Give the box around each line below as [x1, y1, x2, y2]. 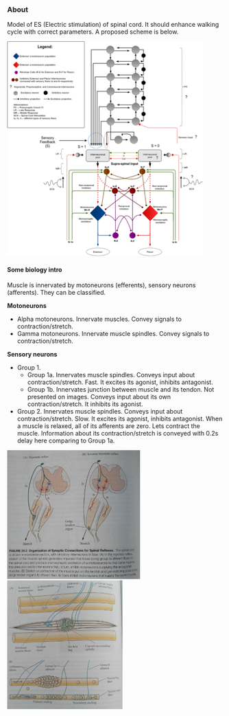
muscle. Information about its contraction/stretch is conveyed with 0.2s [16, 429, 219, 437]
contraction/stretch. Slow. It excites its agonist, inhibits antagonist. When [16, 414, 223, 423]
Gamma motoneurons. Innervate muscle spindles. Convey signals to [16, 329, 210, 337]
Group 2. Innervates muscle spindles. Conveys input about [16, 407, 183, 415]
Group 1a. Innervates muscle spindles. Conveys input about [27, 370, 195, 379]
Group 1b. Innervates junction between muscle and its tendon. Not [27, 385, 215, 393]
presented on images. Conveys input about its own [27, 392, 171, 401]
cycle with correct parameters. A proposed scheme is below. [7, 27, 179, 36]
